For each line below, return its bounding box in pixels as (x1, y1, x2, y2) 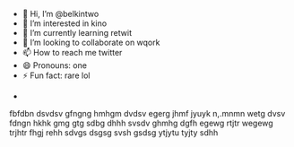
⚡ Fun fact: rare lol (22, 70, 91, 81)
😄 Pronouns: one (22, 60, 88, 71)
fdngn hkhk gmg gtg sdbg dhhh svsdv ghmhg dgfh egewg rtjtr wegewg (9, 117, 273, 128)
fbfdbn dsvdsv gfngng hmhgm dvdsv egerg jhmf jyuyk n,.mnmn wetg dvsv (9, 108, 286, 118)
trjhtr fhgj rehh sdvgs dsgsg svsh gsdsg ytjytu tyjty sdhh (9, 127, 219, 138)
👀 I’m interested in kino (22, 18, 108, 29)
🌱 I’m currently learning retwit (22, 28, 133, 38)
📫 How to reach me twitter (22, 48, 123, 57)
